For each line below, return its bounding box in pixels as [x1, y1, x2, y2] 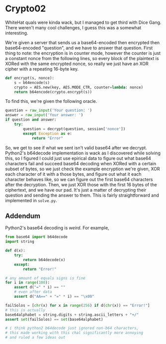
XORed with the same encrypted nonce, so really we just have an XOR [5, 61, 149, 67]
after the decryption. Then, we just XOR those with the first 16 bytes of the [5, 182, 158, 188]
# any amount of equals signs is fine [5, 275, 85, 280]
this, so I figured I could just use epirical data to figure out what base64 [5, 155, 152, 161]
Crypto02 [5, 3, 46, 14]
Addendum [5, 211, 41, 220]
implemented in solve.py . [5, 197, 57, 204]
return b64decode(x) [23, 257, 66, 262]
